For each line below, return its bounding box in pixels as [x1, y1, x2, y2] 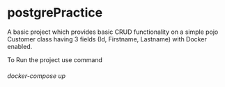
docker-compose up [7, 71, 66, 80]
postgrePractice [7, 5, 103, 21]
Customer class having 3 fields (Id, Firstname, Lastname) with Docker [7, 35, 207, 43]
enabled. [7, 42, 33, 50]
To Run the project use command [7, 55, 103, 64]
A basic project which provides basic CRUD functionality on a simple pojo [7, 28, 219, 36]
